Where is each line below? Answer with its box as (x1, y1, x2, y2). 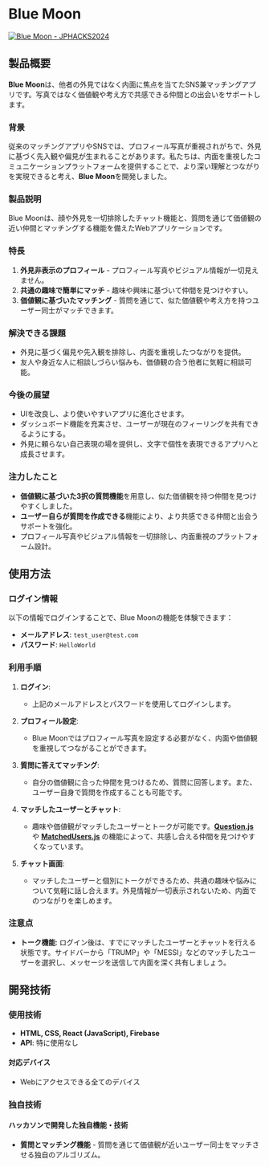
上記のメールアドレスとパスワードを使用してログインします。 (31, 699, 235, 708)
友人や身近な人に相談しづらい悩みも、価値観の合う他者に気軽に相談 (19, 357, 245, 366)
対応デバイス (8, 1058, 51, 1067)
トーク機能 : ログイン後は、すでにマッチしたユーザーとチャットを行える (19, 937, 257, 947)
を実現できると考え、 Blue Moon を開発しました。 (8, 172, 172, 182)
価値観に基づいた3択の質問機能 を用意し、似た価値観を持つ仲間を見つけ (19, 491, 257, 500)
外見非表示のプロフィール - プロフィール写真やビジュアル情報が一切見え (19, 265, 259, 275)
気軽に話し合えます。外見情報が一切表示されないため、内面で (53, 885, 257, 896)
